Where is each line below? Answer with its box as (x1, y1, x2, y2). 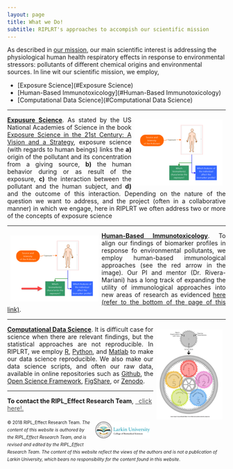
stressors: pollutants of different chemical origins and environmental (7, 60, 202, 69)
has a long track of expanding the (127, 276, 226, 284)
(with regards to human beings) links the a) (7, 146, 132, 154)
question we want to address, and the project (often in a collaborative (7, 197, 226, 205)
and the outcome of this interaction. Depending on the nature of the (7, 189, 226, 198)
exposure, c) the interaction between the (7, 175, 132, 183)
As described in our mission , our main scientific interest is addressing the (7, 46, 217, 54)
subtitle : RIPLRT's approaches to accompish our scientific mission (7, 26, 209, 33)
